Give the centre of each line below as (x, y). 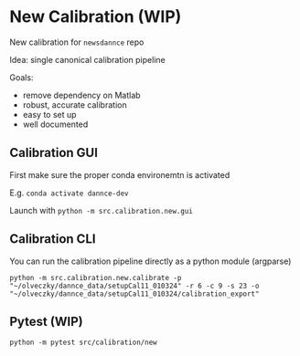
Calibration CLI (53, 239)
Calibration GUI (54, 153)
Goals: (21, 77)
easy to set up (49, 114)
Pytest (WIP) (47, 321)
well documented (55, 124)
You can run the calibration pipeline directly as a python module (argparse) (150, 261)
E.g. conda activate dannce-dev (69, 193)
